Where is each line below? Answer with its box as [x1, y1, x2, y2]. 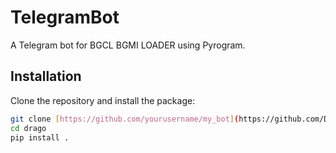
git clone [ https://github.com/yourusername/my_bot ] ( [10, 114, 240, 124]
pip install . [10, 132, 70, 143]
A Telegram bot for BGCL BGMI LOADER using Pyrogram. [10, 39, 246, 51]
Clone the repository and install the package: [10, 94, 196, 106]
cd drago [10, 123, 47, 133]
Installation [10, 68, 82, 85]
